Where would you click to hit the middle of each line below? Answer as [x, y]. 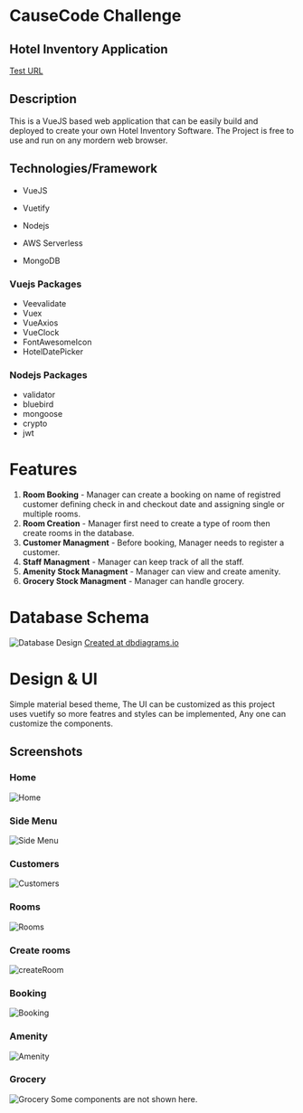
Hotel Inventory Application [89, 49]
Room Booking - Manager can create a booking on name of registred [151, 495]
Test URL [26, 71]
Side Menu [33, 821]
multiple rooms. [52, 514]
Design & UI [53, 679]
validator [39, 395]
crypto [35, 424]
